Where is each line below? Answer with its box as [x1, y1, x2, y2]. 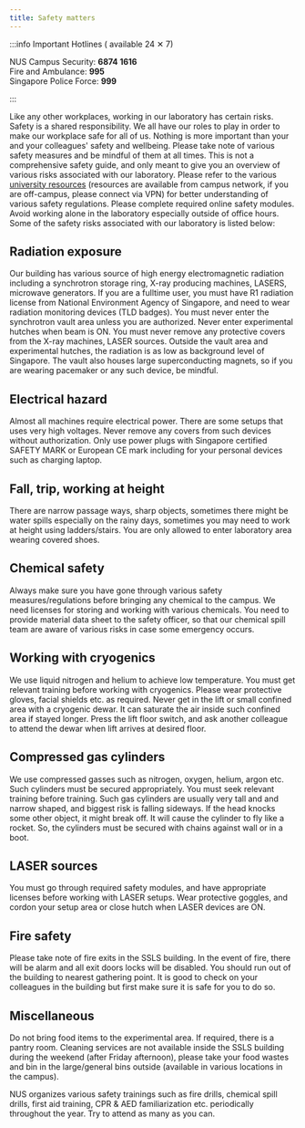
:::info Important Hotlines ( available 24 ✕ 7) [9, 38, 174, 49]
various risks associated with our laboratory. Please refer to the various [9, 169, 278, 180]
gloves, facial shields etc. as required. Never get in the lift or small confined [9, 694, 292, 705]
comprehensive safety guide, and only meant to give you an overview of [9, 159, 280, 170]
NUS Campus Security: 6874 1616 [9, 56, 137, 67]
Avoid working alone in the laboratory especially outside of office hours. [9, 207, 280, 219]
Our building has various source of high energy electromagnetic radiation [9, 268, 285, 279]
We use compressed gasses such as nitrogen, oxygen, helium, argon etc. [9, 773, 285, 785]
